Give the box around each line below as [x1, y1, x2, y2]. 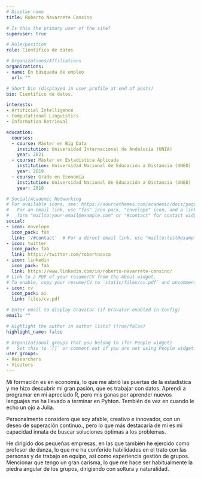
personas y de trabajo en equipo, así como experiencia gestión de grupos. [6, 452, 190, 459]
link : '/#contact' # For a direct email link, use [11, 235, 144, 241]
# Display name [6, 8, 44, 15]
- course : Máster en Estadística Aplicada [11, 157, 119, 164]
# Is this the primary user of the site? [6, 25, 111, 31]
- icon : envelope [6, 223, 50, 229]
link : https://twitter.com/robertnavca [11, 252, 111, 258]
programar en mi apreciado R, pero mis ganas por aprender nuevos [6, 391, 172, 398]
